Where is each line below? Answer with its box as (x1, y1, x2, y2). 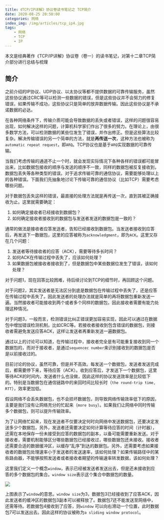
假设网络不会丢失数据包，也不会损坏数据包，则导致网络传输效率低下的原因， (5, 396, 159, 401)
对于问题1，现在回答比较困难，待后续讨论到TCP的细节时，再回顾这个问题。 (5, 277, 157, 283)
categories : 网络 (5, 16, 39, 21)
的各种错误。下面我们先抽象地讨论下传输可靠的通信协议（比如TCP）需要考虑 (5, 176, 159, 182)
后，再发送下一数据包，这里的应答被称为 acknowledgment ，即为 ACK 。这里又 (5, 232, 154, 238)
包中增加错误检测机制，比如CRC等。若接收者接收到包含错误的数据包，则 (5, 322, 151, 328)
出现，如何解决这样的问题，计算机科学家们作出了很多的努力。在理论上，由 (5, 123, 155, 129)
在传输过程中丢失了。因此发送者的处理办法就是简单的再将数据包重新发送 (5, 293, 150, 299)
